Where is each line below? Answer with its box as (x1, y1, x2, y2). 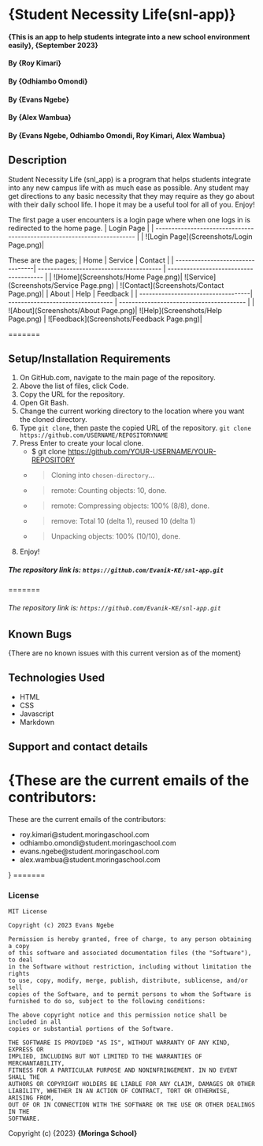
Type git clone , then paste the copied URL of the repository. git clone (19, 424, 252, 433)
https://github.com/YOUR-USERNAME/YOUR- (68, 447, 217, 457)
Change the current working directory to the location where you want (19, 406, 245, 416)
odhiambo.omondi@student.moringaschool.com (19, 838, 176, 848)
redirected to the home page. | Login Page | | (8, 223, 154, 233)
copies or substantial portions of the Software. (8, 1025, 175, 1033)
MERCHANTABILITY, (8, 1059, 65, 1068)
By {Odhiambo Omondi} (8, 77, 88, 86)
